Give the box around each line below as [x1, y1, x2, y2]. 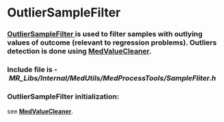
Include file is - [7, 65, 58, 75]
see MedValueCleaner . [7, 108, 74, 116]
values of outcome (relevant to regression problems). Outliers [7, 38, 217, 47]
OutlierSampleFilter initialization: [7, 91, 120, 101]
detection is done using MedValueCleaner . [7, 47, 152, 56]
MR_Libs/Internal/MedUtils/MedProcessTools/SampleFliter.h [8, 73, 216, 83]
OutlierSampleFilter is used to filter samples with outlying [7, 29, 203, 39]
